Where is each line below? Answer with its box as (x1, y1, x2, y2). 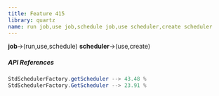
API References (8, 58, 55, 66)
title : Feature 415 (8, 10, 65, 17)
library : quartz (8, 17, 55, 24)
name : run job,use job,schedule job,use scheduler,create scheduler (8, 23, 213, 30)
